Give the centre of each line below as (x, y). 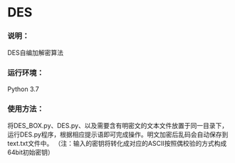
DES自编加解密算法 (36, 53)
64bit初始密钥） (31, 152)
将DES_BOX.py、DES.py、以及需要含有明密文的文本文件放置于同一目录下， (118, 126)
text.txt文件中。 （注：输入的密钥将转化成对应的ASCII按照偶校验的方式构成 (117, 144)
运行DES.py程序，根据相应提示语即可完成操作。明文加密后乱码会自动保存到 (118, 135)
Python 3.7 (23, 89)
